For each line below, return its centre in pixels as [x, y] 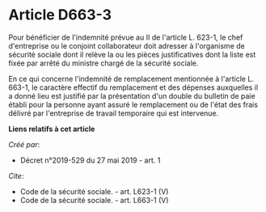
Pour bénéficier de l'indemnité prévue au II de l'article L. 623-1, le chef [126, 37]
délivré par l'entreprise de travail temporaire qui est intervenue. [114, 113]
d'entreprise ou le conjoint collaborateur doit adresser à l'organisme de [127, 45]
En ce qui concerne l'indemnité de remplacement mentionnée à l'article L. [131, 78]
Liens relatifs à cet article [52, 129]
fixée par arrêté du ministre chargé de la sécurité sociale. [103, 63]
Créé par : [24, 144]
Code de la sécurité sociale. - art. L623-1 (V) [94, 191]
